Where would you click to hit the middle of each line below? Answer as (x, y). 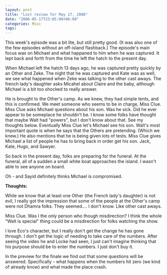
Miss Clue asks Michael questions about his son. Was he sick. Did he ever (81, 110)
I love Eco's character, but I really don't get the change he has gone (75, 231)
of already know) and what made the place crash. (56, 267)
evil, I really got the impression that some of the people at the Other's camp (83, 201)
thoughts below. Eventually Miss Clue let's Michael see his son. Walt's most (83, 126)
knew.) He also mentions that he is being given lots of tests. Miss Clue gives (83, 136)
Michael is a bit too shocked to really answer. (51, 89)
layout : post (19, 10)
